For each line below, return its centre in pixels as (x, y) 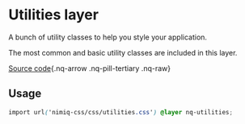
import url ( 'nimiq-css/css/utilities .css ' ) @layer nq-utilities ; (120, 112)
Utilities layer (54, 15)
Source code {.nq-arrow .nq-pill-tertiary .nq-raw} (90, 68)
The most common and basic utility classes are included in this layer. (123, 52)
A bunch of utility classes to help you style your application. (108, 37)
